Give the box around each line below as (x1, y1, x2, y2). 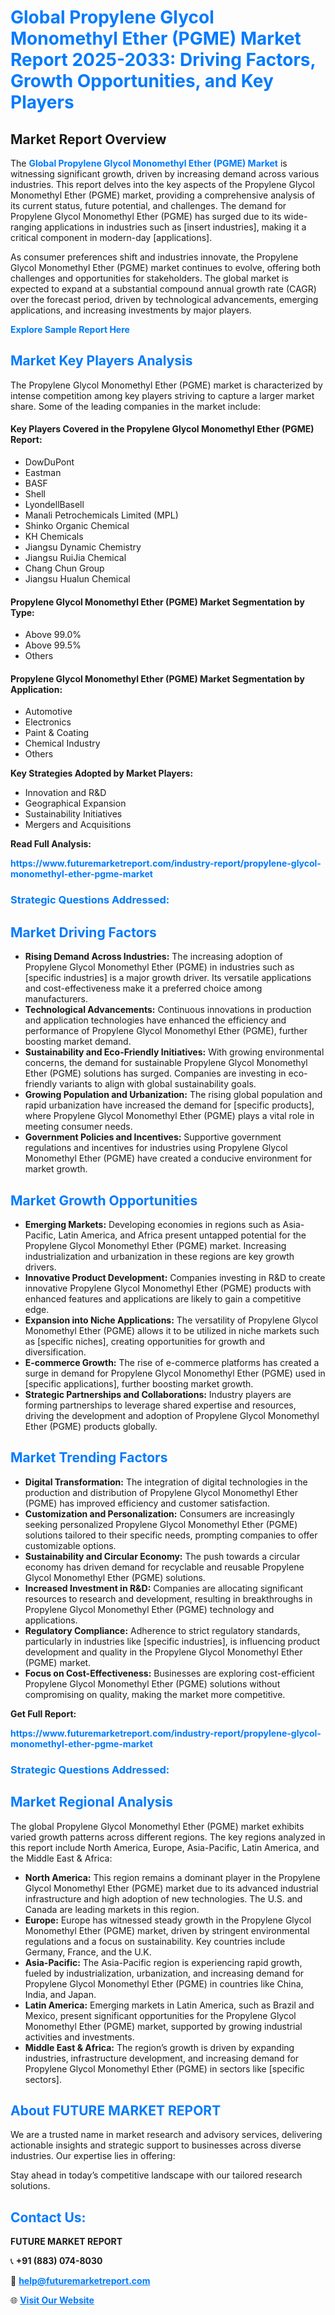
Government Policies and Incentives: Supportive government (24, 1131, 282, 1143)
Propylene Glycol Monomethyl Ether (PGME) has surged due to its (10, 211, 282, 222)
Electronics (24, 716, 72, 728)
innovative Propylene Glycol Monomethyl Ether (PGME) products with (24, 1282, 312, 1294)
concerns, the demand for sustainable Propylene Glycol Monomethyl (24, 1057, 308, 1069)
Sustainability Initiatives (24, 808, 123, 820)
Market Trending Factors (10, 1449, 168, 1466)
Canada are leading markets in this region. (24, 1903, 200, 1915)
